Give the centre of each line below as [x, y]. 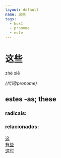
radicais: [16, 113]
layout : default [22, 10]
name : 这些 [16, 14]
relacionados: [22, 127]
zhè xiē [13, 73]
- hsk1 [16, 24]
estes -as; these [31, 99]
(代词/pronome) [21, 83]
